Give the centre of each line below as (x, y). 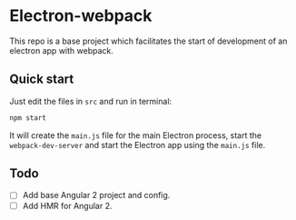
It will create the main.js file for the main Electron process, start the (135, 135)
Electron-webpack (81, 16)
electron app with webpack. (61, 50)
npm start (28, 118)
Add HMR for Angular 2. (67, 205)
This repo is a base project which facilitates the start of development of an (148, 41)
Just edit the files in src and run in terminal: (91, 101)
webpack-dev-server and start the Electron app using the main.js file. (138, 145)
